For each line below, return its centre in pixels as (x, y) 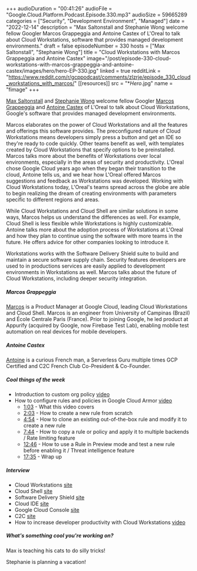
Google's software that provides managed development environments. (91, 113)
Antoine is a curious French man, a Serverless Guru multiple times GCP (92, 360)
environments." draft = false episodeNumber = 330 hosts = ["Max (86, 46)
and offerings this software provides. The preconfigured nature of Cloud (93, 131)
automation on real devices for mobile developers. (67, 332)
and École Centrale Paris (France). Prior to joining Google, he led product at (97, 319)
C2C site (25, 516)
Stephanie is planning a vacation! (46, 562)
